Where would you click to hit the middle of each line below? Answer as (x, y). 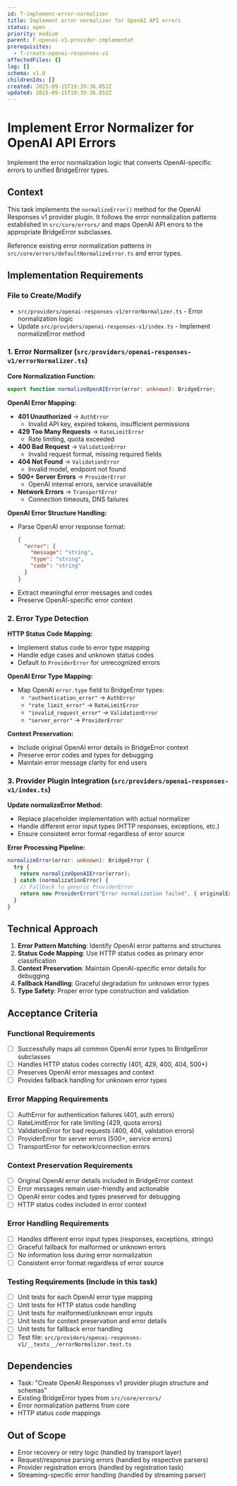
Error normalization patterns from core (73, 1405)
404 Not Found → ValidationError (68, 462)
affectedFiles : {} (34, 60)
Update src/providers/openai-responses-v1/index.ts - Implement (114, 326)
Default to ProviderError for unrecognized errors (89, 663)
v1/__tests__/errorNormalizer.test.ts (74, 1344)
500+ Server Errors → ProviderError (72, 476)
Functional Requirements (51, 1033)
